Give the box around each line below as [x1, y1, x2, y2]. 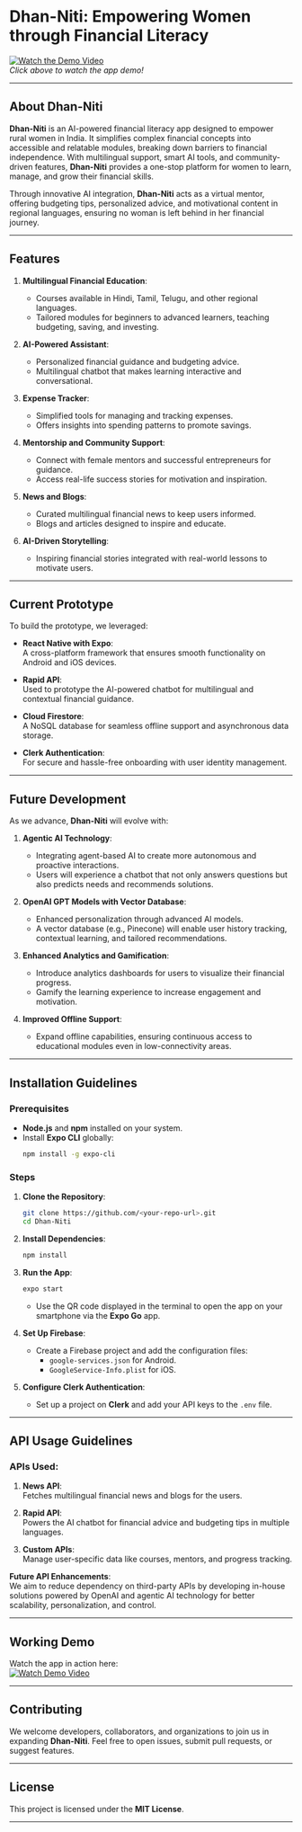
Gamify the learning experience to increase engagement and [35, 987, 262, 998]
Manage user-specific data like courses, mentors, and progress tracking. [22, 1553, 293, 1565]
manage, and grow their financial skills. [9, 171, 155, 182]
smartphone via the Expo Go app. [35, 1310, 161, 1321]
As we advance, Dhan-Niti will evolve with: [9, 815, 169, 826]
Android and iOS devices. [22, 657, 117, 668]
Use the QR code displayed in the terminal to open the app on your [35, 1301, 283, 1312]
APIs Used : [9, 1460, 59, 1472]
